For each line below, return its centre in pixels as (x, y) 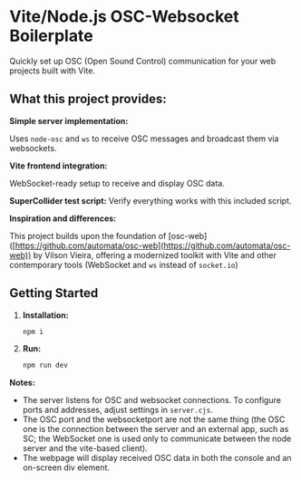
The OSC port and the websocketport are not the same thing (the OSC (154, 419)
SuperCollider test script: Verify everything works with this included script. (150, 200)
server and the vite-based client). (85, 448)
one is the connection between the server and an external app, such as (155, 429)
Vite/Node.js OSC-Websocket (125, 17)
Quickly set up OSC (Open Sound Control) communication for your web (143, 61)
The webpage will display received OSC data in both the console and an (157, 458)
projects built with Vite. (53, 71)
